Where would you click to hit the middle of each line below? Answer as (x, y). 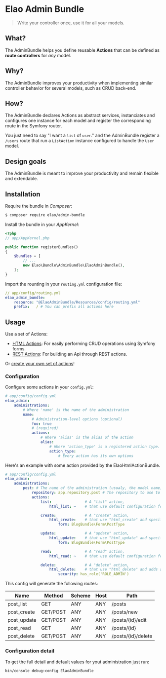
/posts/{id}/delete (132, 636)
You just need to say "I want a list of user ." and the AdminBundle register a (82, 135)
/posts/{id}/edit (129, 620)
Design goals (26, 161)
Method (54, 596)
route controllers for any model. (38, 55)
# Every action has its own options (96, 456)
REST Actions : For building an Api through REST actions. (70, 354)
